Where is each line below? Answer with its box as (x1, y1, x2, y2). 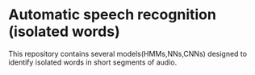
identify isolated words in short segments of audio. (8, 57, 178, 67)
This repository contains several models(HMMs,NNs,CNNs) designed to (8, 49, 248, 58)
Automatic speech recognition (8, 6, 216, 24)
